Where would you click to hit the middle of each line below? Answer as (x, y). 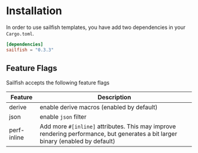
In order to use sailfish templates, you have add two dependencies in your (96, 27)
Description (114, 97)
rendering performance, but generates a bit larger (108, 134)
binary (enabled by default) (77, 141)
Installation (34, 11)
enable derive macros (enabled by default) (99, 107)
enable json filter (63, 116)
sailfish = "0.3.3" (30, 50)
